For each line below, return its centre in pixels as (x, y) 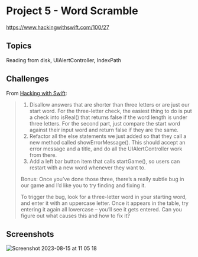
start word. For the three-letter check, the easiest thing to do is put (111, 111)
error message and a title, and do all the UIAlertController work (106, 149)
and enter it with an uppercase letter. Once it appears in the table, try (105, 203)
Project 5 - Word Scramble (72, 11)
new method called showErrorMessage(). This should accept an (107, 142)
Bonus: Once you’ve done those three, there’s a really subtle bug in (102, 179)
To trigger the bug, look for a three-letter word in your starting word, (104, 197)
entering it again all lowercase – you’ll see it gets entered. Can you (101, 209)
